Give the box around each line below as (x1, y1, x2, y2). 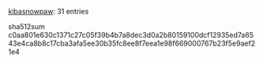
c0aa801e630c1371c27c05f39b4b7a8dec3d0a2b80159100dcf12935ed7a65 (8, 31, 254, 39)
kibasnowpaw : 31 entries (8, 7, 89, 16)
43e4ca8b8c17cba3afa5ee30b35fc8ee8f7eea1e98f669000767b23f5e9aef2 (8, 39, 256, 48)
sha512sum (8, 22, 45, 31)
